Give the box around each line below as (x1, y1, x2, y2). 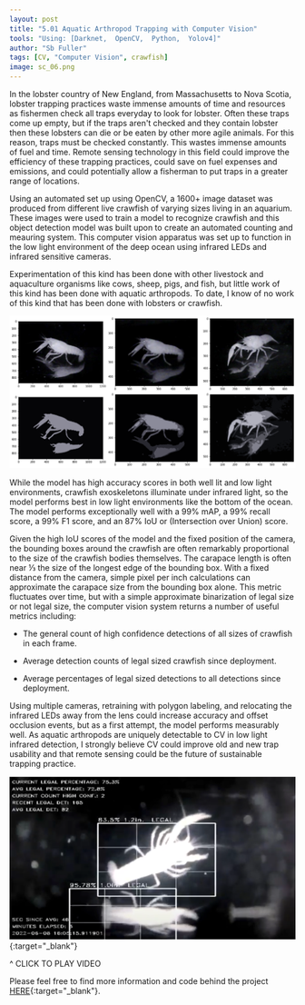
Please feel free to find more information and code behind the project (9, 975, 269, 986)
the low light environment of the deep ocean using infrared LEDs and (9, 242, 268, 252)
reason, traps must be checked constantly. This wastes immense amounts (9, 137, 287, 147)
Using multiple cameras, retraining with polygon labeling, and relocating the (9, 701, 292, 711)
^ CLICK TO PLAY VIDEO (9, 958, 102, 969)
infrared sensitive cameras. (9, 251, 112, 262)
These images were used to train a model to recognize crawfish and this (9, 213, 280, 223)
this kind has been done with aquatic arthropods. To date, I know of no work (9, 288, 295, 299)
